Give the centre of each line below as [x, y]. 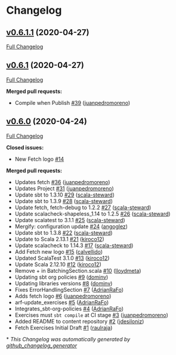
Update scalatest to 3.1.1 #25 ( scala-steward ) [70, 220]
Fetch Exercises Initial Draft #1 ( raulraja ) [64, 328]
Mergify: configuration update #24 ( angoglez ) [71, 226]
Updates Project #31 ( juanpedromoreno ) [64, 188]
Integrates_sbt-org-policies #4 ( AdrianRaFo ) [69, 309]
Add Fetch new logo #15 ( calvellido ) [59, 251]
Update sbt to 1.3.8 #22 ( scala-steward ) [64, 232]
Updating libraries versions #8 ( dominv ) [64, 283]
